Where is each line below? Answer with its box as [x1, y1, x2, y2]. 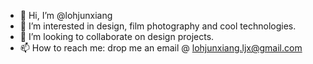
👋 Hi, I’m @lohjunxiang [19, 10, 113, 21]
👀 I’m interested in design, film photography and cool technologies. [19, 20, 297, 32]
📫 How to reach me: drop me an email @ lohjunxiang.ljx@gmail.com [19, 42, 303, 54]
